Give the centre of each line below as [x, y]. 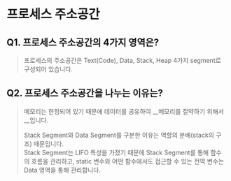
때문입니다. [49, 143]
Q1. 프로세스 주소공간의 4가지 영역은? [83, 42]
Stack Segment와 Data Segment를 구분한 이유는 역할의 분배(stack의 [119, 135]
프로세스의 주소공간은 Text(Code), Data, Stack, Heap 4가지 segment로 [122, 60]
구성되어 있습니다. [48, 69]
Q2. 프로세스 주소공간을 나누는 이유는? [85, 93]
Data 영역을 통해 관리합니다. [62, 170]
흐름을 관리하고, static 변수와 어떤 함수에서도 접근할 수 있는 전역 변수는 [128, 161]
